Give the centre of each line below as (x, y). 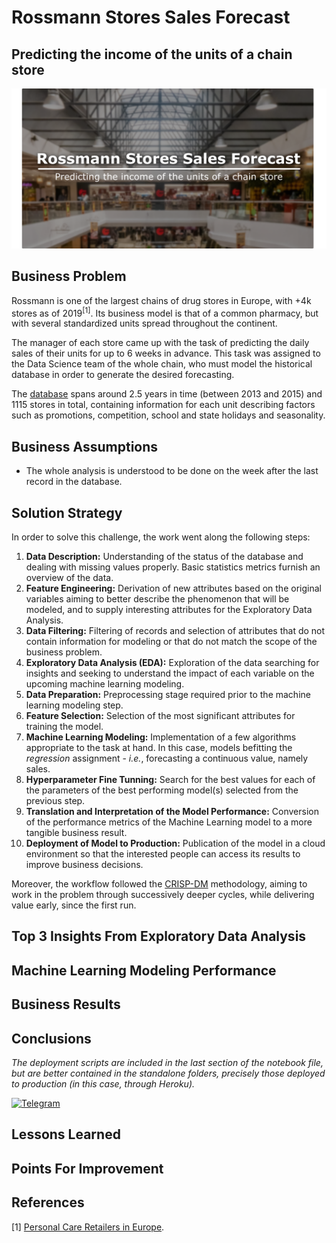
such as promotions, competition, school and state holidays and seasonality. (168, 415)
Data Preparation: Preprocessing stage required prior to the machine (168, 695)
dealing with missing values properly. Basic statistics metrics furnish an (173, 567)
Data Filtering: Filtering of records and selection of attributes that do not (175, 631)
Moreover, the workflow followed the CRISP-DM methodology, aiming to (159, 884)
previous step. (55, 801)
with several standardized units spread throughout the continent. (144, 323)
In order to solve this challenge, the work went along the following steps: (161, 537)
